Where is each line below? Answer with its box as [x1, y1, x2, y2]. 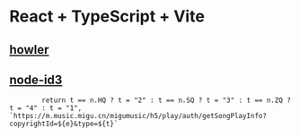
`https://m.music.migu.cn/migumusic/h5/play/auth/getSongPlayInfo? [9, 112, 268, 121]
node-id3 [9, 72, 63, 87]
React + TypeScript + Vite [9, 6, 205, 27]
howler [9, 42, 49, 57]
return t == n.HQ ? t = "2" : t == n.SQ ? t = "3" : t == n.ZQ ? [41, 96, 292, 105]
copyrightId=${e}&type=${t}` [9, 119, 119, 129]
